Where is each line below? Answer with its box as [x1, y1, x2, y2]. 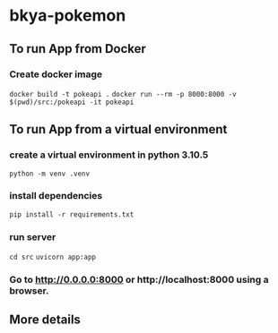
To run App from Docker [9, 41, 146, 56]
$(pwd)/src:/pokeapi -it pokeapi [9, 98, 135, 107]
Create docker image [9, 68, 103, 81]
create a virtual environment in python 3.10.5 [9, 149, 209, 161]
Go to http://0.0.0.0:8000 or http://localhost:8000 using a [9, 274, 269, 286]
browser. [9, 285, 49, 297]
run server [9, 230, 56, 243]
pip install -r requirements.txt [9, 209, 135, 219]
